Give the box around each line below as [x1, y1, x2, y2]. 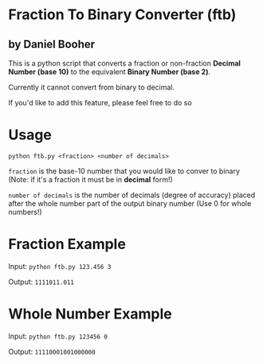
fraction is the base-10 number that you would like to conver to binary [8, 166, 241, 176]
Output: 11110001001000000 [8, 346, 96, 356]
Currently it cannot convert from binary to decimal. [8, 82, 175, 92]
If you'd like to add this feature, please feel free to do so [8, 98, 193, 107]
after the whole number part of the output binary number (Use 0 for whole [8, 198, 252, 208]
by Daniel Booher [8, 38, 96, 51]
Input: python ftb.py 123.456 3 [8, 261, 112, 271]
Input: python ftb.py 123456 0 [8, 331, 108, 341]
